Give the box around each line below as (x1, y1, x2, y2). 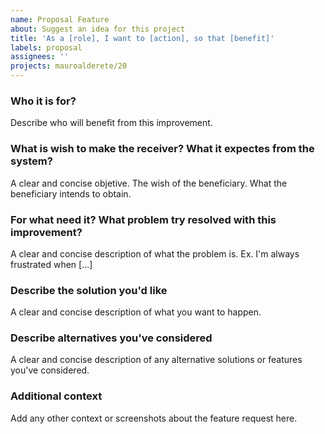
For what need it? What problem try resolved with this (10, 212, 277, 226)
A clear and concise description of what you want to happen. (10, 306, 262, 318)
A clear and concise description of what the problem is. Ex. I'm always (10, 247, 300, 260)
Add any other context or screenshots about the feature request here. (10, 412, 298, 424)
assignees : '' (10, 52, 70, 62)
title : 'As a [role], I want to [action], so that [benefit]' (10, 33, 275, 43)
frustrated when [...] (10, 258, 93, 270)
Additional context (10, 389, 103, 403)
